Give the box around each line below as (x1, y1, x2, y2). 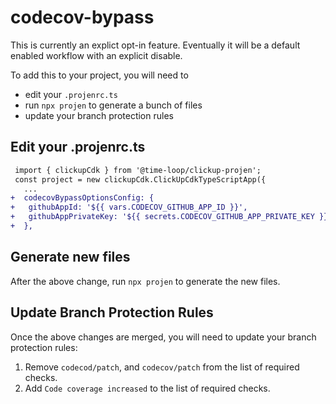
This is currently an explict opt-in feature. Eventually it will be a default (10, 39, 301, 51)
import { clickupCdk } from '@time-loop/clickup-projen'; (14, 165, 262, 175)
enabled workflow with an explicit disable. (10, 49, 183, 61)
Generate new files (10, 249, 131, 266)
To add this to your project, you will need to (10, 69, 189, 81)
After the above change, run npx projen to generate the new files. (10, 275, 281, 287)
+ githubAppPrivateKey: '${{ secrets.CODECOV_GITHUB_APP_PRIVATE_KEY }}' (10, 212, 333, 222)
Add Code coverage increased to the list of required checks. (24, 382, 271, 394)
